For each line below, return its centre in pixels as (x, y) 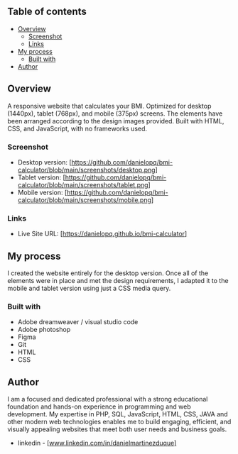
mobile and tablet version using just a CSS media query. (89, 288)
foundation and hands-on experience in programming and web (99, 406)
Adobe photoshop (44, 330)
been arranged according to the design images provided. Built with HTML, (116, 121)
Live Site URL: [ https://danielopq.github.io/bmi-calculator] (102, 234)
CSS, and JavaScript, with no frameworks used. (77, 128)
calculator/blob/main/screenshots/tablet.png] (84, 184)
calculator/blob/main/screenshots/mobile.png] (86, 200)
